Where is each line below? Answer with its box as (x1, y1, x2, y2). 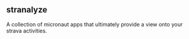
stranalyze (6, 5, 47, 15)
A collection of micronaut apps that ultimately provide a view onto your (6, 20, 183, 28)
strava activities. (6, 27, 47, 34)
